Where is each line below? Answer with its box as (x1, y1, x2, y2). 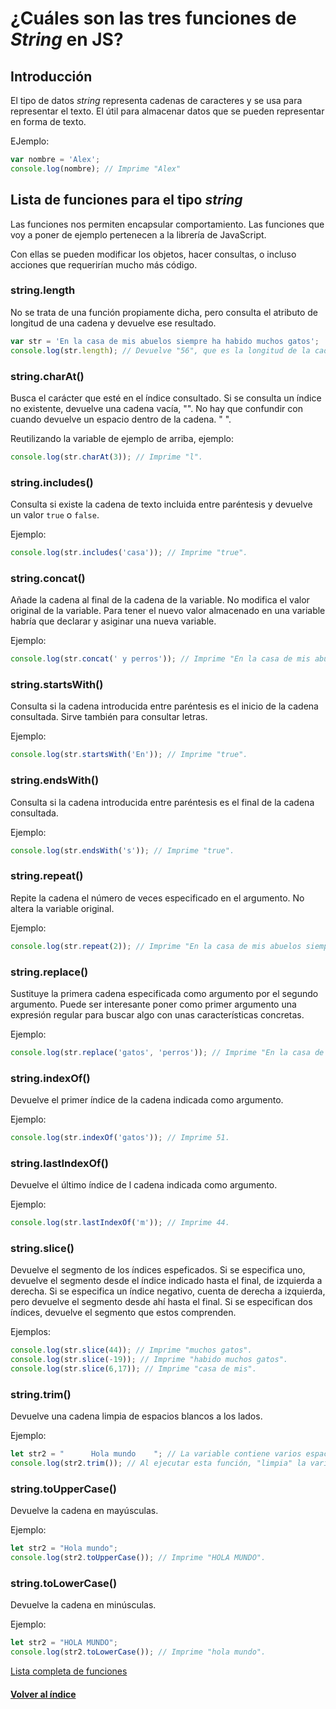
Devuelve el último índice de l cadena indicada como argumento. (10, 1179, 278, 1191)
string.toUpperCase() (10, 1482, 118, 1496)
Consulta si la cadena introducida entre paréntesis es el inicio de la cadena (10, 700, 319, 712)
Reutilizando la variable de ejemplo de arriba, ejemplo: (10, 432, 235, 444)
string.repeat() (10, 869, 84, 883)
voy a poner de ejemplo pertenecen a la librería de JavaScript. (10, 228, 267, 241)
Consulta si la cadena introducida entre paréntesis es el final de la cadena (10, 796, 315, 808)
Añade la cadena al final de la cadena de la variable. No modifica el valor (10, 594, 310, 606)
